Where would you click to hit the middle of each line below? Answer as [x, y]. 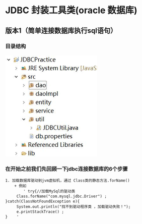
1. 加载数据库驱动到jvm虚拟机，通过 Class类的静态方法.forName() [67, 181]
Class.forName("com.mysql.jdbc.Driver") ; [62, 197]
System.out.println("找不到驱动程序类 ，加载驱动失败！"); [74, 207]
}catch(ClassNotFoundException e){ [43, 202]
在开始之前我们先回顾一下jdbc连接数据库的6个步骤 [66, 169]
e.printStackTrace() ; [40, 212]
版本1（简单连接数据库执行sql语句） [61, 31]
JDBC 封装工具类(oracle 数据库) [71, 10]
